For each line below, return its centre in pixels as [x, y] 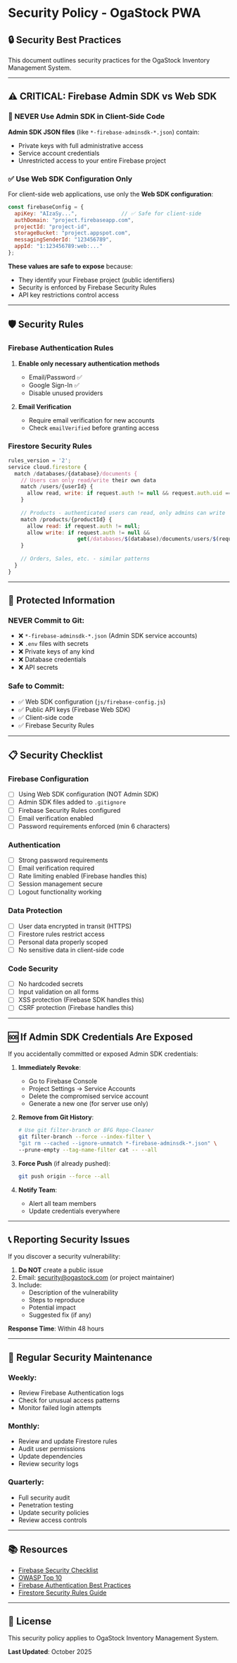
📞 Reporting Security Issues [69, 1239]
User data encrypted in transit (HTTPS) [75, 926]
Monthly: [24, 1426]
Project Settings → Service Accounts [82, 1089]
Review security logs [49, 1464]
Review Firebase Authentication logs [71, 1393]
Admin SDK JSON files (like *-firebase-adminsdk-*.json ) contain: [104, 132]
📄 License [30, 1621]
